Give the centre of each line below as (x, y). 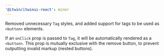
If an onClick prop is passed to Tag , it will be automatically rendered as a (78, 38)
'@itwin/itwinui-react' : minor (37, 9)
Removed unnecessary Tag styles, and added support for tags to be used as (82, 23)
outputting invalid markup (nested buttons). (49, 48)
